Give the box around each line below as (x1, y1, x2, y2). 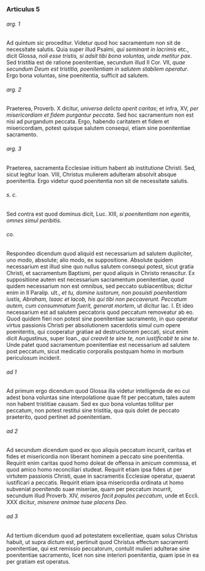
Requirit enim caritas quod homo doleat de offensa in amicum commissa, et (6, 459, 197, 467)
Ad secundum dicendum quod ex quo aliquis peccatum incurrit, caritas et (6, 446, 192, 454)
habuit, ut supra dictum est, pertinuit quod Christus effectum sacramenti (6, 538, 188, 545)
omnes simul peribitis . (6, 217, 62, 224)
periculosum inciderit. (6, 354, 61, 361)
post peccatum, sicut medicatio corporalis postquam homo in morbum (6, 348, 184, 355)
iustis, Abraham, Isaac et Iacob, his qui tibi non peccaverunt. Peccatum (6, 295, 187, 303)
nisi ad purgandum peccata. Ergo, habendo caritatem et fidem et (6, 118, 170, 125)
